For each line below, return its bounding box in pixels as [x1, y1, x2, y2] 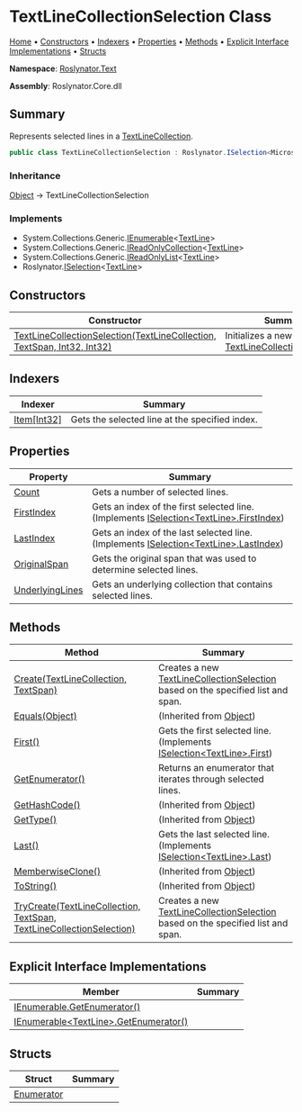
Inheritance [9, 169, 61, 182]
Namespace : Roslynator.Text [9, 63, 117, 74]
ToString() [13, 880, 57, 892]
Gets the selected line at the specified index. [70, 412, 258, 425]
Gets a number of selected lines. [92, 485, 229, 498]
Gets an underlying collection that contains [92, 578, 273, 591]
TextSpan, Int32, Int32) [13, 340, 112, 353]
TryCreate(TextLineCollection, [13, 900, 141, 913]
